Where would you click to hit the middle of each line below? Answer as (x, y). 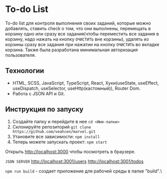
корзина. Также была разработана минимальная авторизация (72, 50)
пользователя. (20, 55)
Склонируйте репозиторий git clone (52, 127)
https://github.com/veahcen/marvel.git (54, 131)
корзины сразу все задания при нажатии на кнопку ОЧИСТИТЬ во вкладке (82, 44)
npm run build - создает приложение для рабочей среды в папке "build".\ (84, 171)
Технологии (24, 71)
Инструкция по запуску (44, 110)
